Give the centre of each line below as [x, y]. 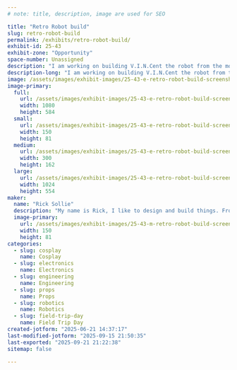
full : [22, 93]
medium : [25, 145]
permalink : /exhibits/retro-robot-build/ [69, 40]
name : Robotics [42, 310]
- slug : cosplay [37, 250]
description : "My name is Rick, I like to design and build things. [116, 211]
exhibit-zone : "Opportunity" [50, 53]
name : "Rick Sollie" [44, 204]
